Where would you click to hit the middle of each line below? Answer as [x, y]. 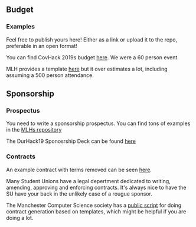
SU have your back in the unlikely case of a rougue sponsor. [79, 194]
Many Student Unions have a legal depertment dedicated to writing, [89, 181]
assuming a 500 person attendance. [50, 75]
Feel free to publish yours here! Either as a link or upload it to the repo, [92, 39]
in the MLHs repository [34, 130]
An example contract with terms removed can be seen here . [79, 170]
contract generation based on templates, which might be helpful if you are [96, 211]
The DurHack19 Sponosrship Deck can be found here [71, 141]
